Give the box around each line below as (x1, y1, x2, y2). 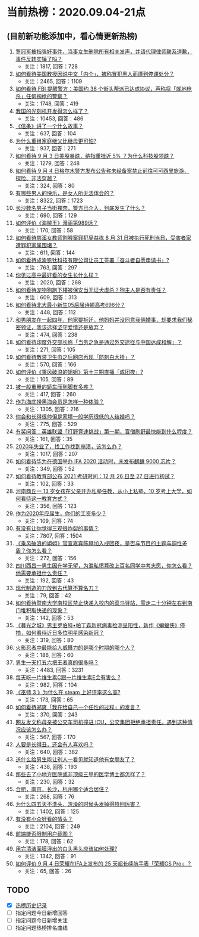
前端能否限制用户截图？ (15, 830, 73, 837)
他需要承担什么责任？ (15, 570, 68, 576)
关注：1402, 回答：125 (24, 808, 80, 815)
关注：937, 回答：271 (24, 145, 76, 152)
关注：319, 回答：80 (24, 637, 74, 644)
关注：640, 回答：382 (24, 749, 78, 755)
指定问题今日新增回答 (15, 909, 68, 916)
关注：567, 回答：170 (24, 734, 76, 740)
